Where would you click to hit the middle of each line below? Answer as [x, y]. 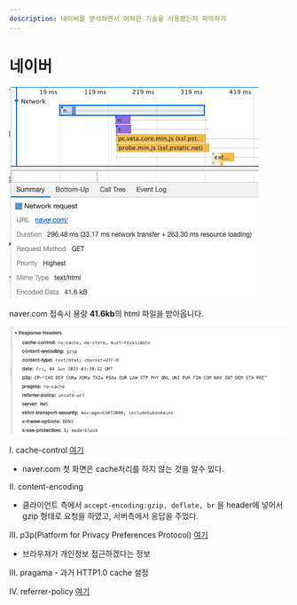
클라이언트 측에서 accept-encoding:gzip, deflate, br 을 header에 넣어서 [152, 505]
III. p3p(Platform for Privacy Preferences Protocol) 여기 [109, 534]
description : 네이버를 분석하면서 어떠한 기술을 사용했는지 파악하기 [118, 19]
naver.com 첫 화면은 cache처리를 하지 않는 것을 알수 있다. [123, 468]
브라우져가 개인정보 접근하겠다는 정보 [86, 554]
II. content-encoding [47, 486]
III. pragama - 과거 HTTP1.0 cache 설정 [79, 572]
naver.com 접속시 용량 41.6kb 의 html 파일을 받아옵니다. [106, 313]
